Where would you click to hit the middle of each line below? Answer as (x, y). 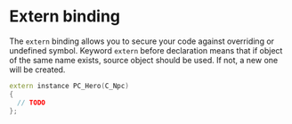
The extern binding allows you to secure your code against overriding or (142, 41)
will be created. (37, 70)
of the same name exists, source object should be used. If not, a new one (144, 60)
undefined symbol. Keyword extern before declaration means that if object (146, 50)
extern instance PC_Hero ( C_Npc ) (69, 86)
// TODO (32, 103)
